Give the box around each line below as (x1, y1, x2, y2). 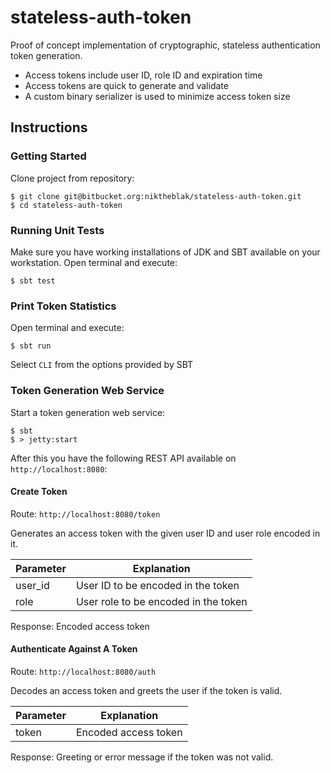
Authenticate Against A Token (10, 643, 138, 655)
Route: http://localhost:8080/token (10, 507, 161, 520)
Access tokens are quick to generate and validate (24, 79, 229, 91)
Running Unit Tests (10, 223, 105, 237)
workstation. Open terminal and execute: (10, 256, 178, 268)
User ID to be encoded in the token (75, 578, 240, 592)
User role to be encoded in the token (75, 594, 248, 608)
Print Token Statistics (10, 299, 117, 313)
